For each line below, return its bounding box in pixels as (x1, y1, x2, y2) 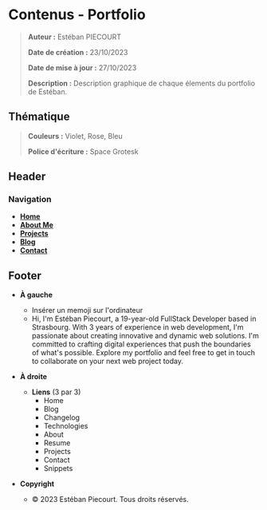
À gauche (19, 290, 53, 300)
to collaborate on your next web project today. (31, 357, 183, 366)
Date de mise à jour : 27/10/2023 (27, 62, 137, 73)
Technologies (43, 421, 88, 431)
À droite (19, 372, 48, 382)
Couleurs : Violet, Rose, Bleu (27, 131, 124, 140)
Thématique (8, 110, 70, 124)
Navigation (8, 194, 52, 205)
